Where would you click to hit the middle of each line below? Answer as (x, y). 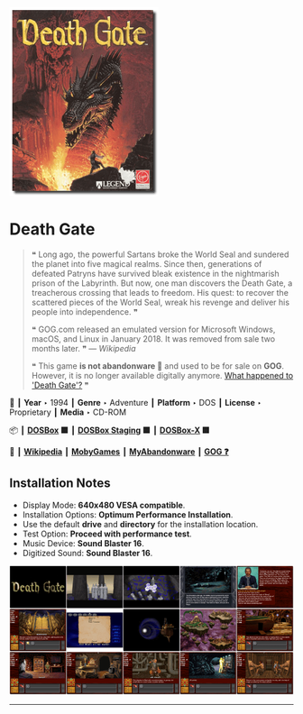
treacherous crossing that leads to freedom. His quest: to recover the (160, 292)
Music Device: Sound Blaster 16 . (83, 543)
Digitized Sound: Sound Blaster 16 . (87, 553)
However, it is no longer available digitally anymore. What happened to (162, 375)
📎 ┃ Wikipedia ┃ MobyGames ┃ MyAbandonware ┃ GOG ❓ (119, 451)
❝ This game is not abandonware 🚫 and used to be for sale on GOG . (158, 366)
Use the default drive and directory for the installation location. (140, 524)
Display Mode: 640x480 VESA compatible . (104, 505)
